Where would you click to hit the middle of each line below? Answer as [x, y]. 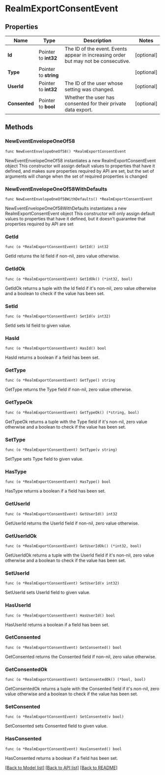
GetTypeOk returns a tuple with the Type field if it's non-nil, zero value [76, 422]
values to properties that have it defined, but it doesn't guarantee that [75, 218]
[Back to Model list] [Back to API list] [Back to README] [61, 768]
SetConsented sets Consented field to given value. [56, 726]
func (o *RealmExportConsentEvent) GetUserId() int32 [61, 514]
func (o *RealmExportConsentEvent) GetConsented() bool [63, 648]
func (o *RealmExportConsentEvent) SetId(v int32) [58, 316]
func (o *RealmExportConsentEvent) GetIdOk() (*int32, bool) [69, 279]
